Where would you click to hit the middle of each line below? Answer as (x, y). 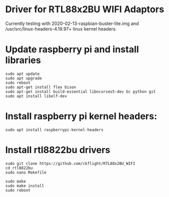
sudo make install (25, 186)
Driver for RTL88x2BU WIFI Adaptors (85, 9)
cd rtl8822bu (19, 168)
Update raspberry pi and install (72, 50)
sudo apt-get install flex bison (41, 87)
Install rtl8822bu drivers (58, 150)
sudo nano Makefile (26, 172)
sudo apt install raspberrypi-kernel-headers (54, 130)
